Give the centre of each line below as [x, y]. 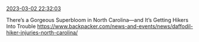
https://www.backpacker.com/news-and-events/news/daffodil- [115, 26]
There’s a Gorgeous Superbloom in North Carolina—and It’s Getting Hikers [97, 20]
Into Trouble [21, 26]
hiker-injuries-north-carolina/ [42, 33]
